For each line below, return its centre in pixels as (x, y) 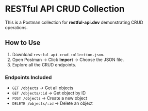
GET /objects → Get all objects (43, 88)
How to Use (23, 43)
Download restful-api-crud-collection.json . (58, 54)
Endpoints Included (28, 77)
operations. (16, 27)
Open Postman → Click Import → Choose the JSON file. (68, 60)
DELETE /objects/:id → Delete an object (52, 103)
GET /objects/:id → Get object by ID (49, 93)
